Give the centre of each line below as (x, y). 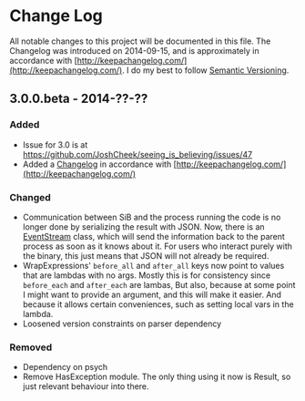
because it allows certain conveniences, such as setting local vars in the (158, 304)
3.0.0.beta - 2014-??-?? (79, 99)
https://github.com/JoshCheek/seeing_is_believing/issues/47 (137, 154)
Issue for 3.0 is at (55, 144)
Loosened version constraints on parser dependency (122, 324)
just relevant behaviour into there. (86, 386)
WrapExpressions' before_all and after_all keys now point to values (153, 265)
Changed (30, 197)
